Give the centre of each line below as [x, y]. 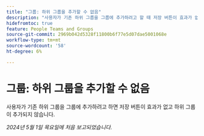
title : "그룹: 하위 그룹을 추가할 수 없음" [54, 12]
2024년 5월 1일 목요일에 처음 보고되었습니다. [59, 127]
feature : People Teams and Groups [50, 29]
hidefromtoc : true [29, 23]
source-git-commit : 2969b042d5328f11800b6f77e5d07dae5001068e [87, 35]
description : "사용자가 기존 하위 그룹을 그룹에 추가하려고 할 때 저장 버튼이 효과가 [99, 18]
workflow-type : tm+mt [34, 40]
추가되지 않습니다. [34, 114]
